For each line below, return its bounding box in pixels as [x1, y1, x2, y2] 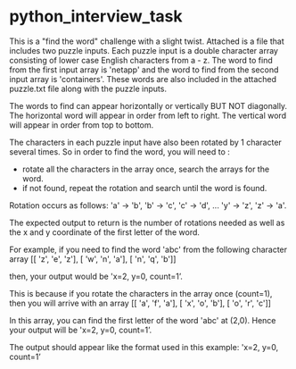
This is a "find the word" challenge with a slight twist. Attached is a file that [9, 36, 284, 46]
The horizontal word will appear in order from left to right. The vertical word [9, 110, 287, 121]
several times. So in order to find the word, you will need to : [9, 146, 230, 157]
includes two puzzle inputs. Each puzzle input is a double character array [9, 45, 279, 55]
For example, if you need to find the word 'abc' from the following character [9, 244, 288, 255]
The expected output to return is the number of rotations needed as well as [9, 217, 285, 228]
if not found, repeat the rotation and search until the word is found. [21, 182, 267, 193]
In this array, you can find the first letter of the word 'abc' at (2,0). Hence [9, 314, 276, 325]
